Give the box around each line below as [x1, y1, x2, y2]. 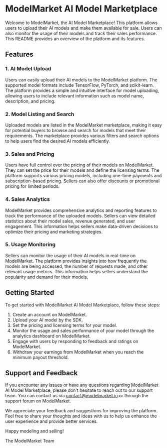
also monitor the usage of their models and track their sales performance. [5, 30, 157, 36]
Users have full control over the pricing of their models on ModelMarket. [5, 162, 154, 168]
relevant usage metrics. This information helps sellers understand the [5, 268, 148, 274]
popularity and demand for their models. [5, 274, 88, 280]
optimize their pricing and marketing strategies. [5, 229, 103, 235]
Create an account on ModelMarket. [12, 311, 87, 317]
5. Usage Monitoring [5, 241, 56, 248]
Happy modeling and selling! [5, 428, 64, 434]
